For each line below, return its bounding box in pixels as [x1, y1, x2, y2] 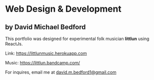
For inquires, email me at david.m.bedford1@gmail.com [5, 69, 117, 75]
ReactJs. [5, 41, 23, 47]
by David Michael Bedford [5, 23, 86, 31]
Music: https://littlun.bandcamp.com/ [5, 60, 80, 65]
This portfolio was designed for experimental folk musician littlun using [5, 36, 150, 41]
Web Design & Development [5, 3, 122, 15]
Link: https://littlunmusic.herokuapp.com [5, 50, 87, 56]
